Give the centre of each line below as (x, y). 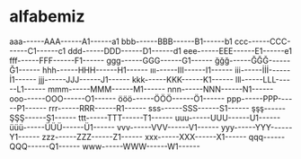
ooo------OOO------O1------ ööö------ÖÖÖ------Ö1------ (117, 98)
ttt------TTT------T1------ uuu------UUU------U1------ (179, 118)
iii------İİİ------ (263, 70)
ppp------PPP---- (260, 98)
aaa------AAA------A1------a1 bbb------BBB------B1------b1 (121, 41)
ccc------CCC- (262, 41)
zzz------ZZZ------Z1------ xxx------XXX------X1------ (144, 137)
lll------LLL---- (262, 79)
